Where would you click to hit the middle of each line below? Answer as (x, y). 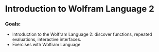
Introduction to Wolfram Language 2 (80, 9)
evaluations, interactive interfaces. (47, 39)
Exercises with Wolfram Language (46, 45)
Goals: (13, 24)
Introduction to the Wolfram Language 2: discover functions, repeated (82, 34)
